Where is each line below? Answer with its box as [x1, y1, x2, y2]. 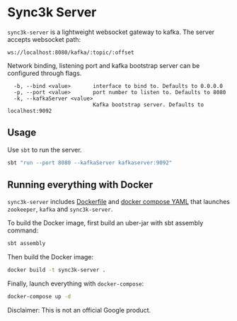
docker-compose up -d [7, 293, 71, 300]
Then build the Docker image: [7, 253, 94, 261]
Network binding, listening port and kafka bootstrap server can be [7, 61, 200, 69]
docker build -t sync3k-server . [7, 266, 106, 274]
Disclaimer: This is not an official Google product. [7, 306, 151, 315]
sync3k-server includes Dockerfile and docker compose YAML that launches [7, 198, 230, 206]
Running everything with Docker [7, 179, 154, 191]
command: [7, 226, 39, 235]
